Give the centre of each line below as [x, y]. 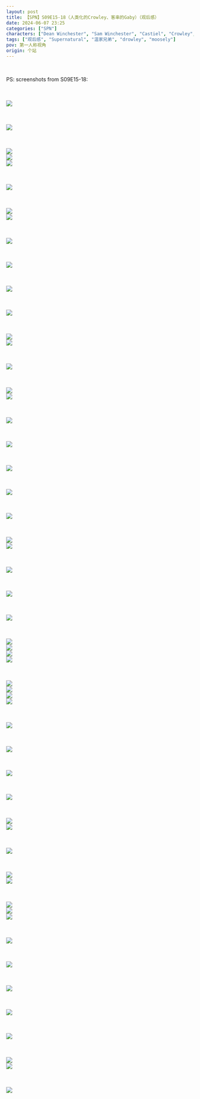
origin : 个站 [21, 51]
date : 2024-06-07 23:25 [36, 23]
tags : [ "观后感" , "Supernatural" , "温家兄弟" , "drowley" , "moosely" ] [91, 39]
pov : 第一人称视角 [26, 45]
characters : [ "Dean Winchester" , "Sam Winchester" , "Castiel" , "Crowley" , [101, 34]
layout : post [22, 12]
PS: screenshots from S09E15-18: [47, 79]
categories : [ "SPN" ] [32, 28]
